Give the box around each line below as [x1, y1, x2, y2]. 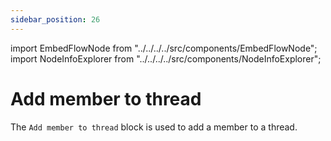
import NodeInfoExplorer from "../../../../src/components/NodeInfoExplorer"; [10, 52, 322, 65]
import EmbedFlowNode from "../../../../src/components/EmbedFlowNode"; [10, 42, 318, 54]
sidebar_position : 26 [10, 14, 101, 25]
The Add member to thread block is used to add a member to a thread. [10, 121, 298, 133]
